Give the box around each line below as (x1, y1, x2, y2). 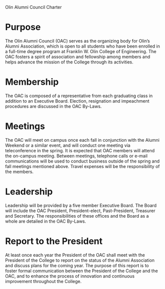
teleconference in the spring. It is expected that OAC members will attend (5, 147, 155, 153)
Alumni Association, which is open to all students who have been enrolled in (5, 43, 160, 49)
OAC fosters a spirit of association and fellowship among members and (5, 54, 150, 59)
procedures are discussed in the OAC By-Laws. (5, 103, 102, 109)
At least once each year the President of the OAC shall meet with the (5, 252, 145, 258)
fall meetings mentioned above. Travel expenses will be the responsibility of (5, 163, 160, 169)
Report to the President (5, 235, 103, 247)
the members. (5, 169, 34, 174)
